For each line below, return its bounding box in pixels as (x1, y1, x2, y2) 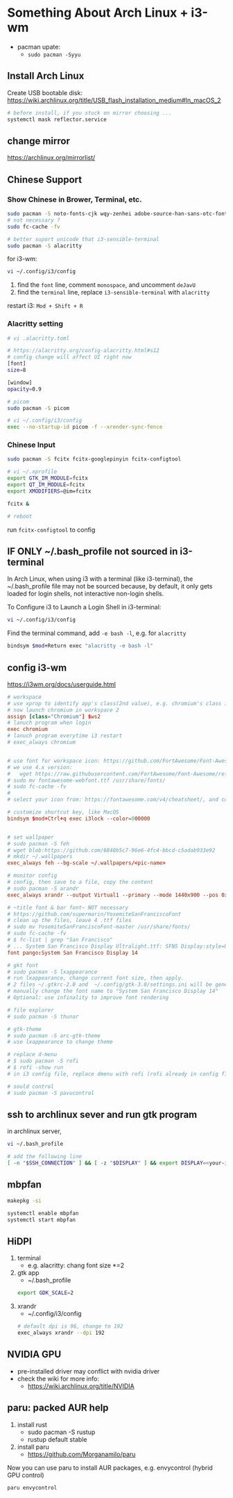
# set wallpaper (7, 834, 54, 841)
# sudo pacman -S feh (7, 840, 70, 847)
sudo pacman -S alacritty (7, 242, 82, 249)
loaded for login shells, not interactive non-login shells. (7, 589, 164, 598)
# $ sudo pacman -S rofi (7, 1057, 79, 1064)
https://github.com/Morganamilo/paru (27, 1450, 136, 1458)
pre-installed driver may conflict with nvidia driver (17, 1367, 160, 1375)
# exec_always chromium (7, 739, 76, 746)
